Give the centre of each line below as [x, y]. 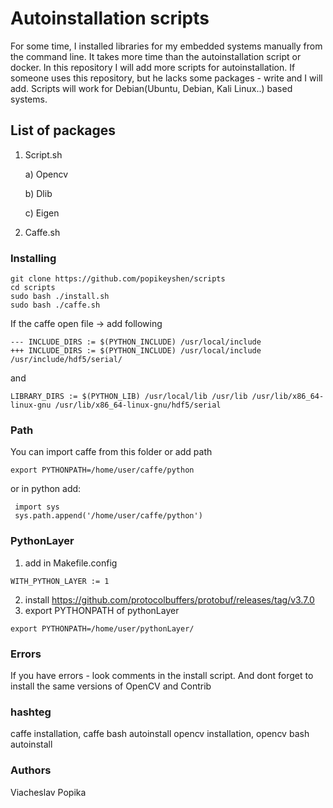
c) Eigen [42, 213]
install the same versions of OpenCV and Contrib [111, 686]
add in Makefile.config [71, 563]
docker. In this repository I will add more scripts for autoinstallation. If [153, 67]
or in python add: [46, 489]
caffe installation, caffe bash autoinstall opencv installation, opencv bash [160, 734]
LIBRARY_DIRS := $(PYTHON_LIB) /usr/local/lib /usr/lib [129, 397]
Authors [31, 770]
